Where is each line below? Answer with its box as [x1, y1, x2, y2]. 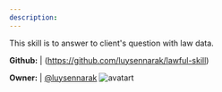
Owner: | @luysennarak [9, 72, 98, 83]
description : [9, 13, 58, 22]
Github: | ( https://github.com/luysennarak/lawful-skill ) [9, 54, 209, 65]
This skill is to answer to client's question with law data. [9, 38, 215, 48]
